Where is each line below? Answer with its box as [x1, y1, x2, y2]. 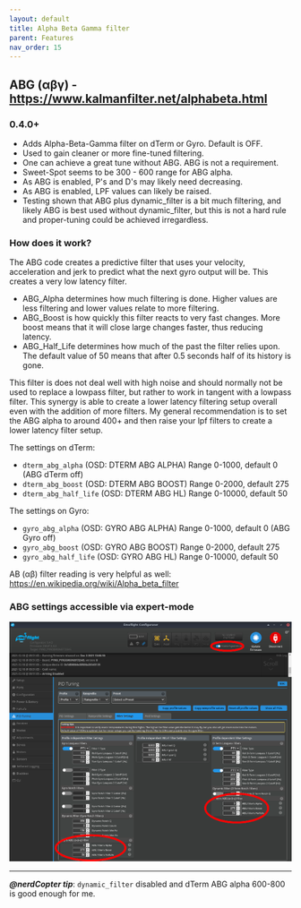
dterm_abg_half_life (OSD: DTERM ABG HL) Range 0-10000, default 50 [21, 488, 288, 499]
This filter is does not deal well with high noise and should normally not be [9, 377, 283, 389]
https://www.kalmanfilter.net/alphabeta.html [9, 90, 268, 107]
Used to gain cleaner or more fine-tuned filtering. [21, 148, 204, 158]
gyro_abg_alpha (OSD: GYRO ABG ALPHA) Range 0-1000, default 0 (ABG [21, 523, 290, 534]
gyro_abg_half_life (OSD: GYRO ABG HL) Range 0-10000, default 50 [21, 552, 279, 562]
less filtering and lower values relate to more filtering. [21, 303, 219, 313]
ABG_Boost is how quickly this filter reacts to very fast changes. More [21, 313, 280, 323]
